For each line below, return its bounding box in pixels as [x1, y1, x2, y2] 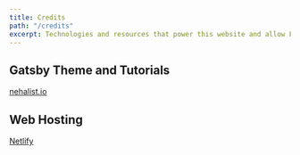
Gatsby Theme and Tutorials [9, 62, 171, 77]
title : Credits [9, 12, 66, 22]
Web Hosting [9, 112, 83, 127]
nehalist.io [9, 86, 47, 97]
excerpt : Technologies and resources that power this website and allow [9, 29, 286, 38]
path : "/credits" [9, 21, 74, 30]
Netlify [9, 135, 34, 146]
